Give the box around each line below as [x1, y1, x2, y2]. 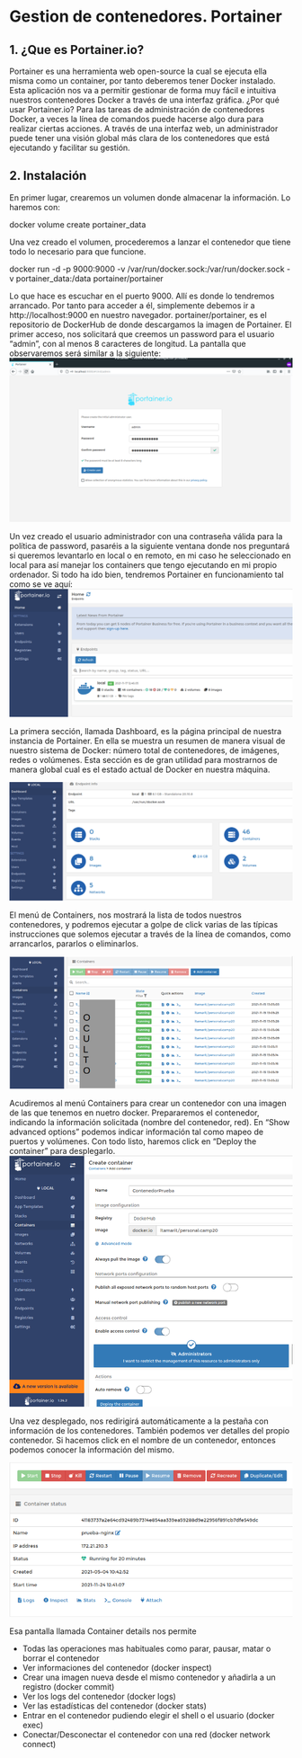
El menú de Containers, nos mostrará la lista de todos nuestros [9, 910, 243, 920]
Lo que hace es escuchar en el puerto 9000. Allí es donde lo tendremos [9, 290, 275, 301]
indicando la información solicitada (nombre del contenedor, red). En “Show [9, 1116, 290, 1127]
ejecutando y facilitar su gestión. [9, 142, 130, 153]
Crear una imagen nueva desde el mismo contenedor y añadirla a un [22, 1672, 276, 1683]
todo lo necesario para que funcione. [9, 245, 147, 257]
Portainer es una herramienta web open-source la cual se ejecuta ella [9, 66, 268, 76]
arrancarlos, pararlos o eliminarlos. [9, 938, 139, 949]
